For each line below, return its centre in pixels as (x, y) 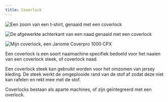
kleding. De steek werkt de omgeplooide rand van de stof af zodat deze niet (85, 74)
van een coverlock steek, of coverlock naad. (51, 59)
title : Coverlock (24, 10)
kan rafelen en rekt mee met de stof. (43, 79)
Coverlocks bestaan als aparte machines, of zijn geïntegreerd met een (78, 89)
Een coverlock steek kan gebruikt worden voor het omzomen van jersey (80, 69)
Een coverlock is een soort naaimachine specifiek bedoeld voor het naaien (83, 54)
